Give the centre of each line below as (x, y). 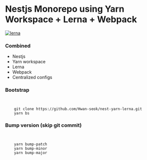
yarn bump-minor (31, 148)
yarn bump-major (31, 153)
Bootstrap (17, 90)
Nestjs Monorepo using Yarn (65, 9)
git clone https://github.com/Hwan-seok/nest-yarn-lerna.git (78, 109)
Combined (18, 46)
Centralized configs (32, 78)
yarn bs (22, 113)
